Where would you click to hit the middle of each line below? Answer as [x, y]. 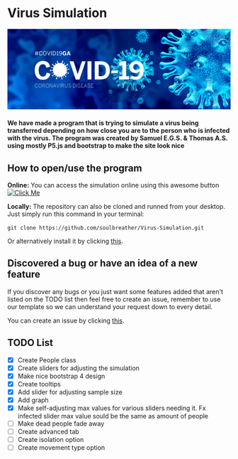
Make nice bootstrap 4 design [61, 376]
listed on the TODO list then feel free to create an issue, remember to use [114, 299]
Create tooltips [39, 384]
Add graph [33, 400]
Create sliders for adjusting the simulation [79, 368]
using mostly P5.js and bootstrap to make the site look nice [96, 146]
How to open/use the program [75, 168]
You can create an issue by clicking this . [66, 320]
